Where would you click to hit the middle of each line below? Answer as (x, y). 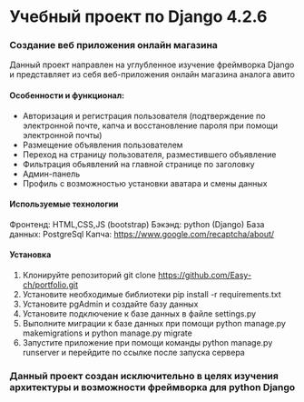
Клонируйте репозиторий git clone (89, 276)
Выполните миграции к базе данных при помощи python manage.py (154, 324)
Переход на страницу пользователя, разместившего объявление (149, 154)
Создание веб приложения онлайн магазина (113, 45)
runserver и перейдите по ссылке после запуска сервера (133, 353)
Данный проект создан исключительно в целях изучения (144, 377)
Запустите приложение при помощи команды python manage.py (147, 343)
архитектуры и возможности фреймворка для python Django (152, 387)
